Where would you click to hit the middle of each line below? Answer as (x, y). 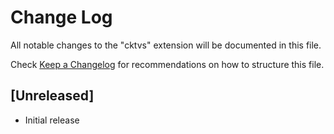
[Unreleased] (52, 96)
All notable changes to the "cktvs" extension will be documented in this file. (166, 45)
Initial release (52, 120)
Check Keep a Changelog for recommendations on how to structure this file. (167, 64)
